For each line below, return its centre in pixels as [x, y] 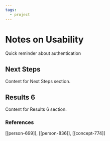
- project [20, 15]
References [20, 122]
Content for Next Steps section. [38, 82]
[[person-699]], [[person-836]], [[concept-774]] [55, 133]
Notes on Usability [44, 40]
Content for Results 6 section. [36, 109]
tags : [11, 10]
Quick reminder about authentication [43, 53]
